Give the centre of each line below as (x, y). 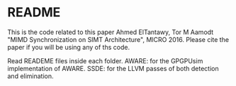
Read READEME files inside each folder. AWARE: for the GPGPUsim (105, 60)
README (34, 12)
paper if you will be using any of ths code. (68, 47)
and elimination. (31, 76)
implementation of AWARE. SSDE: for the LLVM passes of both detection (113, 68)
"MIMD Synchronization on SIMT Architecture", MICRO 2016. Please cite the (118, 39)
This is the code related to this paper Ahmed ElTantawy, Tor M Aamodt (111, 32)
